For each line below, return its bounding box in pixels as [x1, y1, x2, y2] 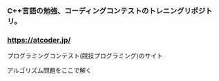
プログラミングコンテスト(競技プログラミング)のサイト [7, 51, 164, 60]
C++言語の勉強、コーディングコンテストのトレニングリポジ [7, 5, 206, 15]
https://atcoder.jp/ [7, 35, 71, 45]
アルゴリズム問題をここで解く [7, 67, 92, 75]
